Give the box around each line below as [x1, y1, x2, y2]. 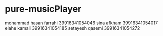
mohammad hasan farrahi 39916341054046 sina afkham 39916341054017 [5, 20, 158, 26]
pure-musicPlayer [5, 3, 82, 15]
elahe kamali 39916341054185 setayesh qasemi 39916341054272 [5, 25, 140, 31]
